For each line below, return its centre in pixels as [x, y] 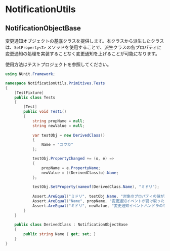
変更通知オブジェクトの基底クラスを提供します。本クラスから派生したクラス [85, 41]
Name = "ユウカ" [57, 145]
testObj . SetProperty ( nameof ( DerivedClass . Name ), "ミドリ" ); [96, 187]
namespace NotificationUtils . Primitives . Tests [55, 83]
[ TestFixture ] [29, 92]
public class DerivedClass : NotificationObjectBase [71, 225]
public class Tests [35, 98]
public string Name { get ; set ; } [60, 234]
